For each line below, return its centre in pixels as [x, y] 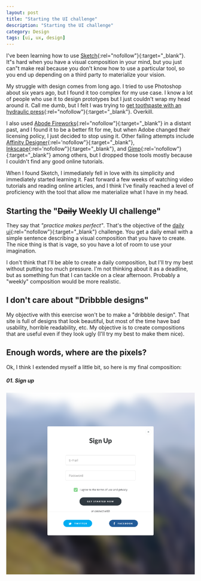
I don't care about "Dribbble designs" [77, 300]
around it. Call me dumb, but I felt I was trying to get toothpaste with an [94, 105]
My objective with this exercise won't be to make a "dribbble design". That [98, 315]
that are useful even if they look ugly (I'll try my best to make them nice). [95, 334]
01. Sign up [20, 381]
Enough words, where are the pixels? [77, 353]
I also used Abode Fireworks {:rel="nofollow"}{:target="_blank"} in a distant [99, 123]
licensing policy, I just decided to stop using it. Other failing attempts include [100, 136]
